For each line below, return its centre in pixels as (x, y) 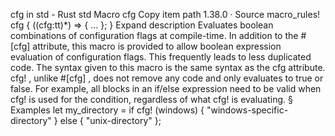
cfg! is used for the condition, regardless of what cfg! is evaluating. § (151, 99)
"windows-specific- (247, 110)
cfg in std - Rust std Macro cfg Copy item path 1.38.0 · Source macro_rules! (165, 14)
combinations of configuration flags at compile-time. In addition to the (154, 35)
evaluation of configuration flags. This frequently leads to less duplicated (161, 57)
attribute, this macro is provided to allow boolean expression (157, 46)
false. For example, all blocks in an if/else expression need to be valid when (166, 88)
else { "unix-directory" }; (110, 120)
